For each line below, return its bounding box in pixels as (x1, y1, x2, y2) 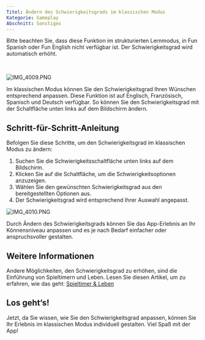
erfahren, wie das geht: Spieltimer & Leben (6, 280, 114, 287)
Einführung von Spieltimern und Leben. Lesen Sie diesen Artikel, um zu (6, 273, 185, 281)
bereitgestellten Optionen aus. (15, 190, 92, 198)
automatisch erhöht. (6, 50, 57, 57)
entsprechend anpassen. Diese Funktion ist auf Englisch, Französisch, (6, 92, 183, 100)
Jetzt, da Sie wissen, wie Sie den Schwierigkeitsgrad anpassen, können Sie (6, 314, 196, 321)
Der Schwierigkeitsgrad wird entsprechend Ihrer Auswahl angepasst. (15, 196, 190, 204)
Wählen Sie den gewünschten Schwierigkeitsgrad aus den (15, 183, 162, 191)
